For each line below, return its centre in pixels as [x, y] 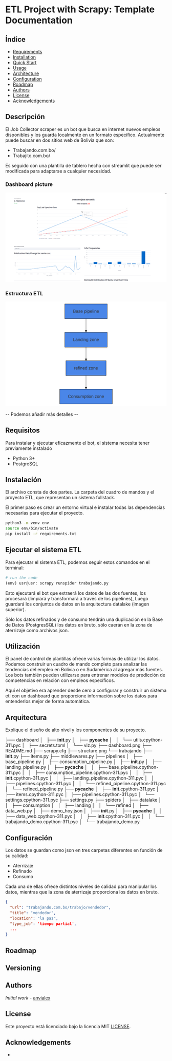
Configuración [29, 838]
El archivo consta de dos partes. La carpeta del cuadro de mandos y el [80, 492]
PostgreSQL [25, 464]
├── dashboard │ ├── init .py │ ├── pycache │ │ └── [69, 740]
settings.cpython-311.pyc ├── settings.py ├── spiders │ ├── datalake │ [83, 800]
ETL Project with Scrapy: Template [80, 10]
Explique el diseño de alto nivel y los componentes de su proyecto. [76, 730]
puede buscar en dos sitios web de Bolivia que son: [60, 140]
